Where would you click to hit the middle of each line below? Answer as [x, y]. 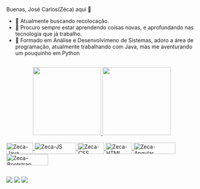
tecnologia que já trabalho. [48, 34]
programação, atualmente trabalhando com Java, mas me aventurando [104, 46]
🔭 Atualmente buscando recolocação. [62, 21]
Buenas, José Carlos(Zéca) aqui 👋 [49, 9]
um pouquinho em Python [47, 53]
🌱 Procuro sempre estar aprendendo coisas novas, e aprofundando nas [104, 27]
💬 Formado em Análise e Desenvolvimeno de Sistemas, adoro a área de [104, 40]
